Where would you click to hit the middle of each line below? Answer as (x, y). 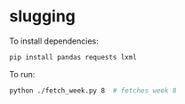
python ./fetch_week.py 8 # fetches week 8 (93, 91)
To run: (22, 74)
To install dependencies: (54, 41)
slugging (42, 16)
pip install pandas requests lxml (73, 57)
